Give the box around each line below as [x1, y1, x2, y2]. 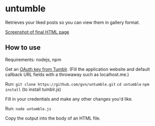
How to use [5, 43, 41, 52]
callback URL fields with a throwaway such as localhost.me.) [5, 71, 129, 77]
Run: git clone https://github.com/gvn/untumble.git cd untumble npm [5, 81, 150, 87]
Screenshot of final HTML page [5, 29, 70, 35]
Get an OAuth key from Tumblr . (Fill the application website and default [5, 66, 150, 72]
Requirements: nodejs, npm [5, 57, 62, 63]
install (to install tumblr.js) [5, 86, 61, 92]
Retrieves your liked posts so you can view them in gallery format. [5, 19, 140, 25]
